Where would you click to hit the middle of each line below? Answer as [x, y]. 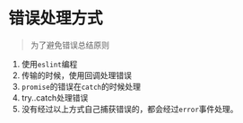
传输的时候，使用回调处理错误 [76, 75]
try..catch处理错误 [55, 97]
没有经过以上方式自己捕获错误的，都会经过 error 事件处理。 [130, 109]
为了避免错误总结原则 [69, 45]
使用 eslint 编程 [49, 64]
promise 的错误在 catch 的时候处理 [81, 86]
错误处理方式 [56, 18]
